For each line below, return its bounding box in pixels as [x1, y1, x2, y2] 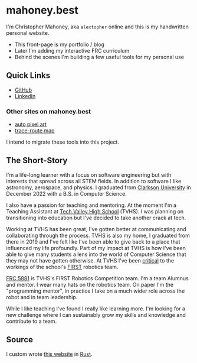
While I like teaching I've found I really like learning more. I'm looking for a [6, 305, 186, 312]
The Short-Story [6, 155, 68, 166]
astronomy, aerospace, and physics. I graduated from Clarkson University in [6, 184, 191, 191]
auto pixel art [14, 121, 47, 128]
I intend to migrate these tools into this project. [6, 138, 120, 145]
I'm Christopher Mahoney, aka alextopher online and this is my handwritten [6, 23, 189, 30]
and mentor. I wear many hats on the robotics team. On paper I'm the [6, 281, 174, 288]
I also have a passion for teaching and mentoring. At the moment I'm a [6, 202, 177, 209]
